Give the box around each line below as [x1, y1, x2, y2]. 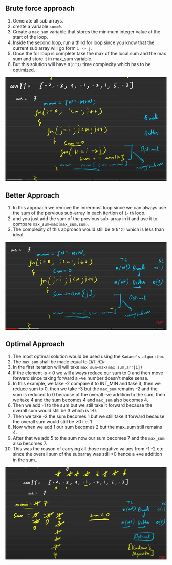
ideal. [12, 231, 25, 237]
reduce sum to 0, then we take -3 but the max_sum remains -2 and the [12, 386, 158, 392]
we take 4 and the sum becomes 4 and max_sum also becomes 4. [12, 397, 148, 403]
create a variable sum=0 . [12, 23, 62, 29]
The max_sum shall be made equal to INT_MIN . [12, 359, 106, 365]
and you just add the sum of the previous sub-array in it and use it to [12, 215, 158, 222]
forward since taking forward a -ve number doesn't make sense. [12, 375, 149, 381]
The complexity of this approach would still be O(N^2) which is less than [12, 226, 164, 232]
